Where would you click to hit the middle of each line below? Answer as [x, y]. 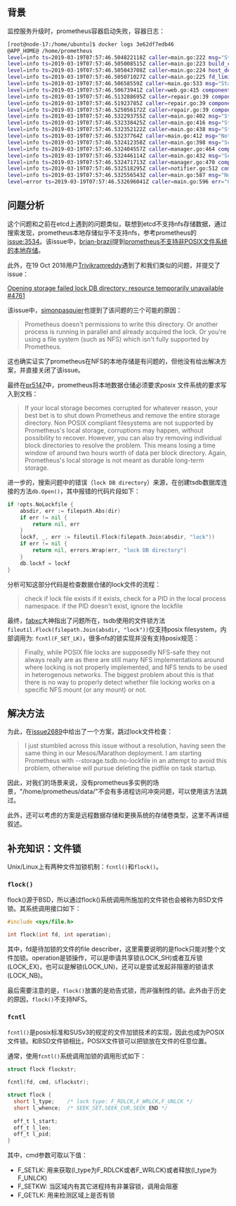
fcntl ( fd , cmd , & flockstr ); [48, 1082]
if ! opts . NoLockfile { [40, 504]
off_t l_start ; [36, 1121]
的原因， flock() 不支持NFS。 [49, 1000]
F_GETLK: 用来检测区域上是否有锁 [66, 1195]
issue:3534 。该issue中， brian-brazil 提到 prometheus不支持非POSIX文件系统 [118, 241]
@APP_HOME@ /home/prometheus [50, 51]
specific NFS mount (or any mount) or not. [86, 690]
